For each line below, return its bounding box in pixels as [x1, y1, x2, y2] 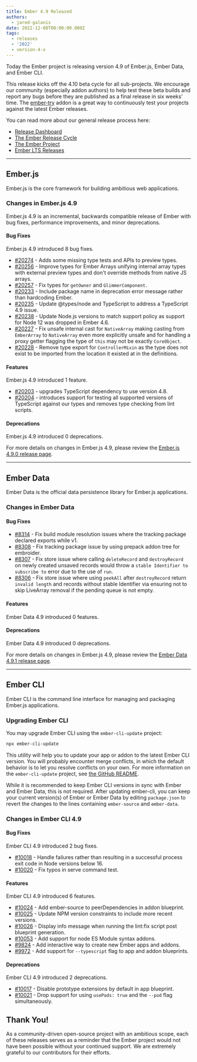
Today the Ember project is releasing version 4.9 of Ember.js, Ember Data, [6, 63, 185, 70]
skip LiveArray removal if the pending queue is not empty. [14, 587, 154, 594]
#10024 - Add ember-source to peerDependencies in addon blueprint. [14, 904, 185, 911]
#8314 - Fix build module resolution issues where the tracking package [14, 531, 186, 538]
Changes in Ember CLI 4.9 [6, 815, 82, 823]
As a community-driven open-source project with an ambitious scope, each [6, 1030, 189, 1037]
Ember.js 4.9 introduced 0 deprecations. [6, 433, 104, 440]
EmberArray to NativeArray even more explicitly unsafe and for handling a [14, 332, 191, 339]
